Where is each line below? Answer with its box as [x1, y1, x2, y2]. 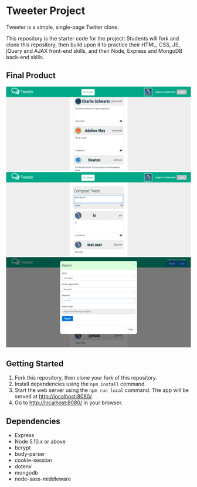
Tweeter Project [6, 4, 86, 18]
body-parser [14, 451, 45, 458]
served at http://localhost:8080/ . [14, 393, 93, 400]
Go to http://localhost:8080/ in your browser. [14, 399, 123, 406]
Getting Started [6, 359, 64, 368]
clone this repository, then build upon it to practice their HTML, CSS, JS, [6, 41, 181, 48]
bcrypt [14, 444, 31, 451]
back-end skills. [6, 53, 45, 60]
